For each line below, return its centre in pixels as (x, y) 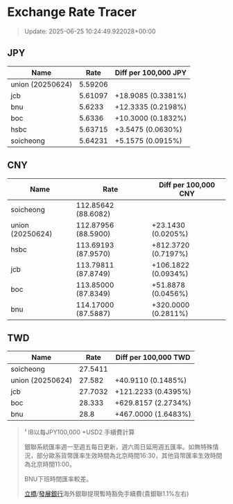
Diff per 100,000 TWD (153, 358)
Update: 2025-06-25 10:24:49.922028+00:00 (90, 31)
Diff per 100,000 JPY (151, 72)
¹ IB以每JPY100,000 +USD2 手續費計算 (79, 432)
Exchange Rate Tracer (72, 12)
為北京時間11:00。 (50, 464)
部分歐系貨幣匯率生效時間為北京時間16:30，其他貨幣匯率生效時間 (129, 455)
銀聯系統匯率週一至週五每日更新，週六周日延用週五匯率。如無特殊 (118, 447)
